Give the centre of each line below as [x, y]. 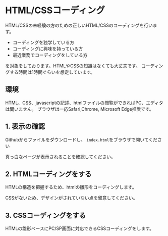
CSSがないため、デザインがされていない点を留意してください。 [71, 198]
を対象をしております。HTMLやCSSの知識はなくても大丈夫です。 [73, 66]
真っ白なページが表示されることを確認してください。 [60, 157]
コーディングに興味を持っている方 [48, 49]
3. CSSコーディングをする [46, 215]
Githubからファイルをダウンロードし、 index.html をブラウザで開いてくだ [81, 139]
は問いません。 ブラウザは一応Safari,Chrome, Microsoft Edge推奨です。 [79, 109]
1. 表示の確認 [25, 127]
